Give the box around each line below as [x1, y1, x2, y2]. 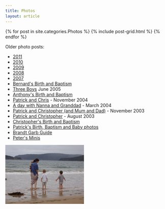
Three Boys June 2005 [12, 86, 61, 92]
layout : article [5, 13, 40, 19]
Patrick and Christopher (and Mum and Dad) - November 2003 [12, 108, 145, 114]
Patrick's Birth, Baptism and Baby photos [12, 124, 99, 130]
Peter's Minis [12, 135, 41, 141]
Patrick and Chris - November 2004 [12, 97, 88, 103]
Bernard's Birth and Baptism [12, 81, 72, 87]
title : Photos [5, 8, 36, 13]
